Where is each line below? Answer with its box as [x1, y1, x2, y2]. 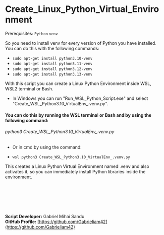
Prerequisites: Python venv [5, 30, 58, 36]
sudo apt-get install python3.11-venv [12, 61, 93, 66]
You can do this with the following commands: [5, 45, 100, 51]
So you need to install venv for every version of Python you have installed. [5, 40, 157, 46]
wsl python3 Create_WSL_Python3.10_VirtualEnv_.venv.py [12, 155, 130, 159]
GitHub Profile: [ [5, 219, 40, 225]
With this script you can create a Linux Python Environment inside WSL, [5, 80, 152, 86]
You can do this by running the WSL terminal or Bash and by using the [5, 112, 152, 118]
